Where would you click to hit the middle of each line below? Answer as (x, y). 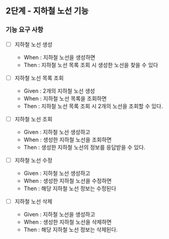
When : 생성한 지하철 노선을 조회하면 (68, 140)
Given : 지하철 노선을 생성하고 (59, 214)
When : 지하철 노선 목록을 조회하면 (65, 98)
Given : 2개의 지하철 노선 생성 (59, 91)
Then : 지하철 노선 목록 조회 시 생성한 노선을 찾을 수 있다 (91, 65)
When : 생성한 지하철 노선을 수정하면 (68, 180)
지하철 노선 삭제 (33, 201)
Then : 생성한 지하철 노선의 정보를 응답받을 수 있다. (84, 147)
